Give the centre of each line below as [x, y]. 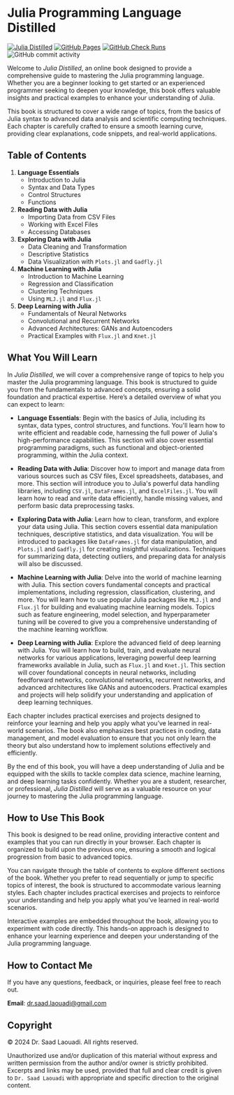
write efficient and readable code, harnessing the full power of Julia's [117, 433]
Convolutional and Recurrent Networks [83, 321]
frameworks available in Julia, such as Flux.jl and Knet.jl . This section [121, 665]
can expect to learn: [36, 404]
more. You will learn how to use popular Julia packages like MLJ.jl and [119, 600]
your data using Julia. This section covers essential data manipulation [117, 526]
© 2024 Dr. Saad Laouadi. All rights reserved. [73, 1042]
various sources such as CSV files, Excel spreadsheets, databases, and [120, 476]
